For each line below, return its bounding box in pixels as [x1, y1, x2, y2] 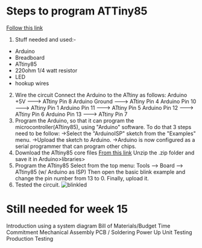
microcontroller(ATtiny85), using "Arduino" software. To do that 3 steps [14, 123, 192, 130]
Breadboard [14, 54, 45, 61]
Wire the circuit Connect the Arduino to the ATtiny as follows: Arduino [14, 91, 188, 98]
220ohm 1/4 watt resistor [14, 66, 78, 74]
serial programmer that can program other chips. [14, 142, 137, 150]
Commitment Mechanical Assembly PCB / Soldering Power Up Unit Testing [6, 228, 192, 236]
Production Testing [6, 235, 54, 242]
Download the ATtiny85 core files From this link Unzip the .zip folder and [14, 149, 195, 156]
